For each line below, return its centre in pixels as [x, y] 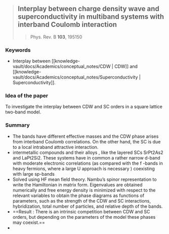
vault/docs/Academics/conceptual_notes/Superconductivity [75, 77]
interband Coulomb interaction [67, 25]
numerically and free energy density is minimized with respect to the [84, 190]
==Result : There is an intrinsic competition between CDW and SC [81, 211]
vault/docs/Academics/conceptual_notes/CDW [61, 66]
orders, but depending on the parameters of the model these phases [84, 217]
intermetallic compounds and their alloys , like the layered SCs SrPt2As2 [88, 152]
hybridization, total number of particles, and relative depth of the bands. [88, 206]
